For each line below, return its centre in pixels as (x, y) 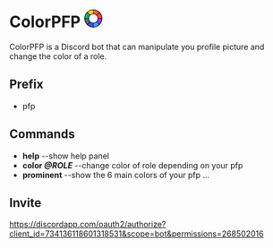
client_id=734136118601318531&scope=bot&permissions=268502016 (136, 234)
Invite (26, 203)
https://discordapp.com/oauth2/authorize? (88, 225)
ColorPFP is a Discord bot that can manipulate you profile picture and (137, 47)
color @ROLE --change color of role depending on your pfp (132, 165)
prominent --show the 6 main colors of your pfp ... (116, 175)
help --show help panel (66, 156)
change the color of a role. (58, 56)
